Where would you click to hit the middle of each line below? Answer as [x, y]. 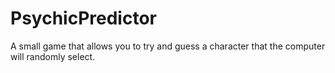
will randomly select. [53, 56]
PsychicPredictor [83, 18]
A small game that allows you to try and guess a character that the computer [168, 46]
